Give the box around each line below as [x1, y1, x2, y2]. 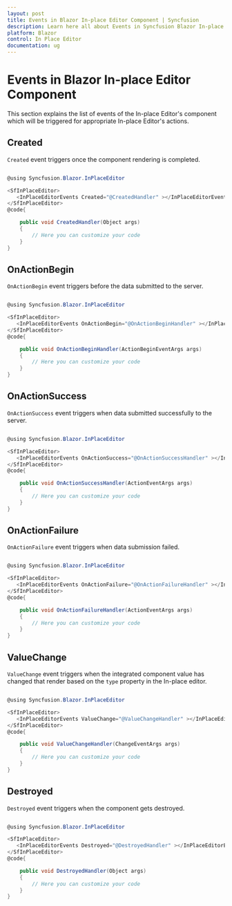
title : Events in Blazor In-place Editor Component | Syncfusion [7, 17, 199, 23]
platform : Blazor [7, 29, 57, 37]
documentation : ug [7, 42, 60, 49]
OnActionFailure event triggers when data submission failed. [7, 543, 180, 551]
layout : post [7, 10, 45, 17]
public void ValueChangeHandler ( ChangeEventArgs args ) [19, 741, 181, 748]
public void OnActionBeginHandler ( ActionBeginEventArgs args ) [19, 346, 202, 352]
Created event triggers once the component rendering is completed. [7, 155, 200, 163]
